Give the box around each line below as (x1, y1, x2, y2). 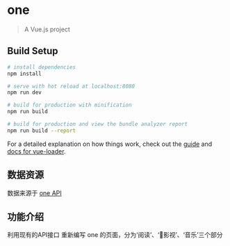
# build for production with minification (7, 101, 132, 109)
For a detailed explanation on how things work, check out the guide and (7, 140, 213, 148)
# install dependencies (7, 63, 76, 71)
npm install (7, 70, 42, 77)
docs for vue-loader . (7, 147, 66, 155)
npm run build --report (7, 127, 76, 134)
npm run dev (7, 89, 42, 96)
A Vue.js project (24, 25, 71, 33)
